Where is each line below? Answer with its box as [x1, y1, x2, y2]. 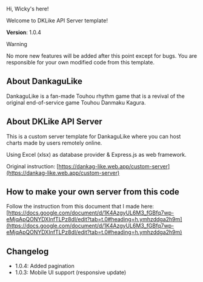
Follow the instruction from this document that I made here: [6, 203, 155, 210]
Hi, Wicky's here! [6, 5, 49, 12]
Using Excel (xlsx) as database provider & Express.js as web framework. [6, 151, 187, 158]
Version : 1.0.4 [6, 29, 41, 36]
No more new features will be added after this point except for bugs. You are [6, 52, 198, 60]
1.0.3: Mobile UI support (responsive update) [15, 269, 126, 276]
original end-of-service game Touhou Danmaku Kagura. [6, 98, 146, 106]
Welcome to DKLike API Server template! [6, 17, 108, 24]
